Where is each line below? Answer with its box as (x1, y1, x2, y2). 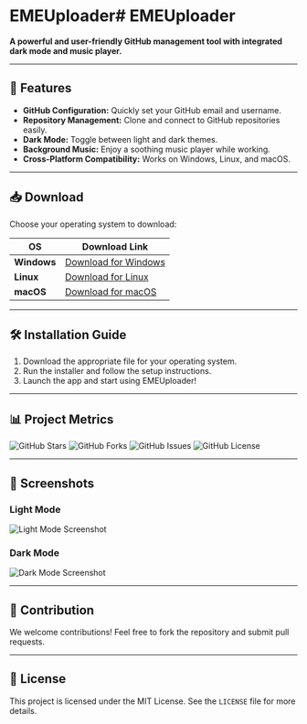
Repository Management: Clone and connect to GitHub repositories (22, 114, 281, 125)
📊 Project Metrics (9, 411, 114, 427)
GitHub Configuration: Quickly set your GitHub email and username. (22, 104, 281, 115)
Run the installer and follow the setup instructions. (22, 366, 212, 377)
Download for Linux (65, 271, 149, 283)
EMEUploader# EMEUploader (9, 5, 236, 27)
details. (9, 705, 37, 716)
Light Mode (9, 503, 61, 516)
